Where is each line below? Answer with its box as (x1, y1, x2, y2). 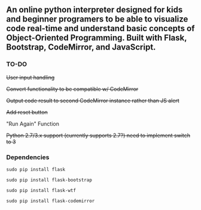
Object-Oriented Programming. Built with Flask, (6, 33, 187, 43)
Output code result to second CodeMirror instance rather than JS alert (6, 97, 179, 104)
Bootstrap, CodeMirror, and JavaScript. (6, 42, 156, 53)
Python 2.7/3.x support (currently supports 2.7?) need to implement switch (6, 132, 190, 139)
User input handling (6, 74, 55, 81)
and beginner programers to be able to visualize (6, 14, 188, 25)
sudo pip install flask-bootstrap (6, 176, 93, 183)
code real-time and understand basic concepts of (6, 23, 195, 34)
